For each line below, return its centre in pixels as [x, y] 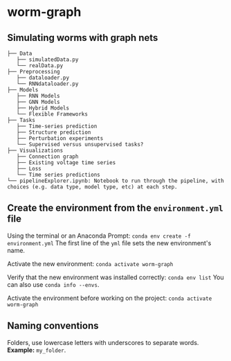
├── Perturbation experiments [60, 139]
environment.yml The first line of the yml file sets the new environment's [109, 243]
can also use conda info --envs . [53, 284]
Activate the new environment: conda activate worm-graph [90, 263]
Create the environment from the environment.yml [115, 208]
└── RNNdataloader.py [47, 84]
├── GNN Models [38, 102]
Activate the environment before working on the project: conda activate [110, 298]
